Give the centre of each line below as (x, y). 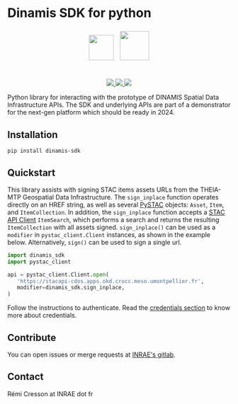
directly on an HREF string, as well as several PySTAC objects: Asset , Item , (116, 204)
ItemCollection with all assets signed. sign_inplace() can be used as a (112, 227)
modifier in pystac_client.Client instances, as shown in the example (109, 234)
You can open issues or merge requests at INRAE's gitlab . (91, 354)
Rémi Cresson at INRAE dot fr (50, 393)
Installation (33, 135)
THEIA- (211, 190)
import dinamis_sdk (36, 255)
